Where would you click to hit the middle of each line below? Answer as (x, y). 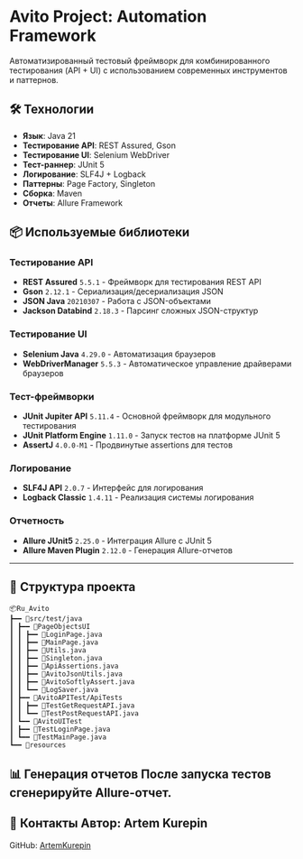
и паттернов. (34, 79)
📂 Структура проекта (73, 587)
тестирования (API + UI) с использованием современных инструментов (148, 70)
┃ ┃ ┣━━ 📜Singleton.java (56, 659)
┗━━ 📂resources (38, 745)
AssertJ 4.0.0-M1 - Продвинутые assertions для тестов (127, 445)
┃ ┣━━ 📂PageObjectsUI (50, 627)
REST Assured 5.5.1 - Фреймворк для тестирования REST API (142, 282)
